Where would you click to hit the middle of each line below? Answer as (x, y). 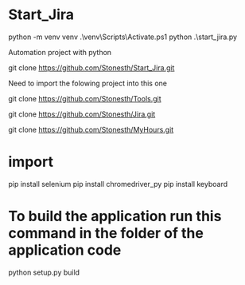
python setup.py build (44, 272)
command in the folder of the (106, 234)
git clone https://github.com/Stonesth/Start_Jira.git (91, 67)
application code (65, 250)
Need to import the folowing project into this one (87, 83)
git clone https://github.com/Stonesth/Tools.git (85, 98)
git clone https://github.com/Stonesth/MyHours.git (91, 129)
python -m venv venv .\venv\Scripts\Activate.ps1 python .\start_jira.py (122, 37)
